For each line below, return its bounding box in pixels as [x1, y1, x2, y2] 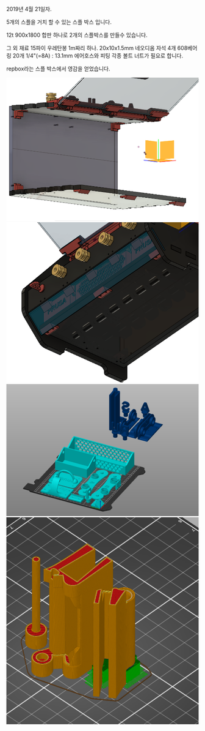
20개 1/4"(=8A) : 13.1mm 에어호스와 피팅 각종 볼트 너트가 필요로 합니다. [12, 52, 184, 59]
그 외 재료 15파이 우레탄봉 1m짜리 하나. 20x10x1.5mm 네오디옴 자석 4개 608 [6, 45, 188, 51]
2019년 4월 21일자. [6, 6, 52, 12]
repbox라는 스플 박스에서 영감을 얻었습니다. [6, 65, 110, 72]
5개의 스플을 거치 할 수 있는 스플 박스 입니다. [6, 18, 112, 26]
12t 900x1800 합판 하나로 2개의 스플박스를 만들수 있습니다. [6, 31, 148, 39]
